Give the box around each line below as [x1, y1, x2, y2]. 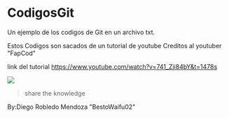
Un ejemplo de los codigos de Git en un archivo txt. [7, 28, 155, 36]
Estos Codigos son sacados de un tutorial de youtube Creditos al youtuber [7, 41, 222, 50]
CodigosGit [7, 5, 75, 21]
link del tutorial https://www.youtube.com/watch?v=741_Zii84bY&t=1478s [7, 62, 218, 71]
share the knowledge [24, 89, 85, 97]
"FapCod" [7, 49, 36, 57]
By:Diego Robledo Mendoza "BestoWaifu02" [7, 103, 136, 111]
